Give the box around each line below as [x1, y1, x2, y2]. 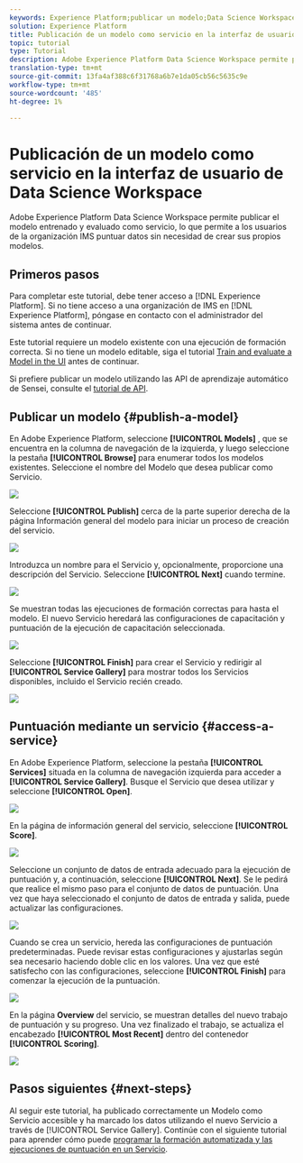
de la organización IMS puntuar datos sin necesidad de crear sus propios [9, 231, 281, 242]
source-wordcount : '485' [9, 88, 103, 97]
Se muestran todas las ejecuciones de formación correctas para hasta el [9, 603, 280, 614]
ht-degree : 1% [9, 96, 63, 106]
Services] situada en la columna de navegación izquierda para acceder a [9, 766, 282, 777]
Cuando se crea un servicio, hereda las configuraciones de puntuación [9, 937, 273, 948]
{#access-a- [201, 719, 275, 735]
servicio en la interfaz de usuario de [9, 163, 284, 183]
